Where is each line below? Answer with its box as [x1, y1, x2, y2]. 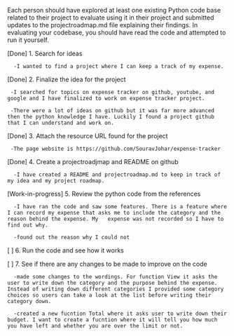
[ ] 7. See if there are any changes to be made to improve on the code [7, 260, 208, 268]
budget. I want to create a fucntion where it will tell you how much [7, 316, 218, 323]
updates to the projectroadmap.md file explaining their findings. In [7, 21, 198, 29]
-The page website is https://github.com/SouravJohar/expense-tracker [10, 145, 221, 152]
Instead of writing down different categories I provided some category [7, 285, 224, 293]
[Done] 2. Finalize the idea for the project [7, 75, 126, 83]
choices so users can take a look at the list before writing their [7, 292, 212, 299]
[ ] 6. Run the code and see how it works [7, 246, 124, 255]
